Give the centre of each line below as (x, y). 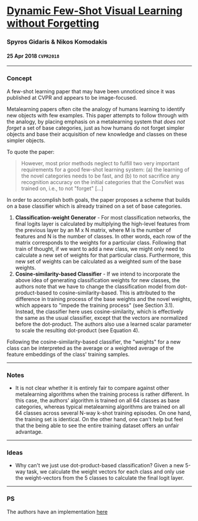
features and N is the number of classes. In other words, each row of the (103, 236)
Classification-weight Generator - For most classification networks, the (103, 217)
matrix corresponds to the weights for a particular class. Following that (101, 243)
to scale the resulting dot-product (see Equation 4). (77, 330)
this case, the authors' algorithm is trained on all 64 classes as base (97, 400)
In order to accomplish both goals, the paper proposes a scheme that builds (98, 199)
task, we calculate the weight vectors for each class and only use (106, 472)
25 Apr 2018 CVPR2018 (33, 56)
